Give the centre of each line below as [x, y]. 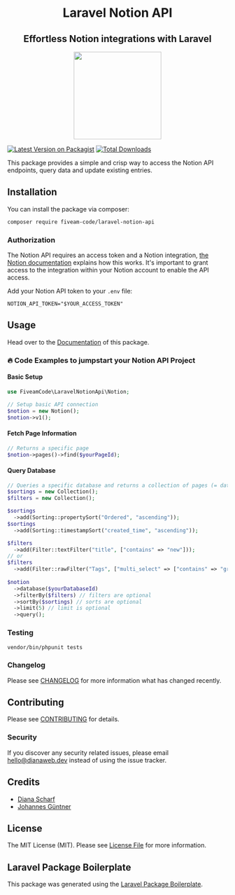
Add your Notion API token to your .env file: [70, 291]
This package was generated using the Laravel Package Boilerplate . [105, 884]
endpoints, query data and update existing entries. [80, 170]
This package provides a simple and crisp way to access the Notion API [111, 163]
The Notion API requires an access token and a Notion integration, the [108, 255]
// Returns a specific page [48, 448]
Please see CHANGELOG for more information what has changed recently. [114, 680]
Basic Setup [25, 377]
